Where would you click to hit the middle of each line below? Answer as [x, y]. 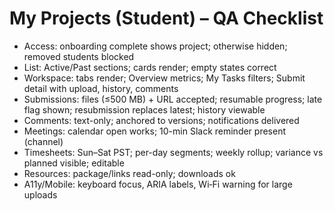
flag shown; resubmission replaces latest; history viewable [144, 109]
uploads [40, 194]
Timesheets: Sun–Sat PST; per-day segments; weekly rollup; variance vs [173, 152]
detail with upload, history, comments [101, 88]
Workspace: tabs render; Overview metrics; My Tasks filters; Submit [164, 78]
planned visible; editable [74, 163]
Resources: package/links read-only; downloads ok [129, 173]
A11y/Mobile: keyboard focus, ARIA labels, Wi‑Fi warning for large [158, 184]
